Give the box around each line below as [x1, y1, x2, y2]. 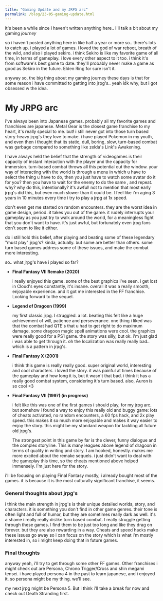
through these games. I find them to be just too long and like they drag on [5, 522, 152, 528]
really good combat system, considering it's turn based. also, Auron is [12, 378, 153, 384]
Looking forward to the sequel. [12, 294, 74, 300]
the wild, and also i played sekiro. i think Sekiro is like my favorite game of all [5, 50, 159, 56]
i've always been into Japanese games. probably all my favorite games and [5, 118, 156, 124]
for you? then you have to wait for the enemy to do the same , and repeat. [5, 180, 153, 185]
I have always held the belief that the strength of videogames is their [5, 154, 143, 160]
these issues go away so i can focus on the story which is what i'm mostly [5, 532, 154, 538]
